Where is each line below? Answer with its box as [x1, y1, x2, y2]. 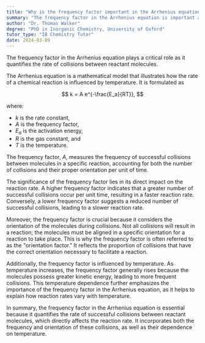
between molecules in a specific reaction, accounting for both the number [6, 160, 193, 167]
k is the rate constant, [15, 114, 70, 121]
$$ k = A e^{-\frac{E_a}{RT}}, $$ [61, 91, 144, 97]
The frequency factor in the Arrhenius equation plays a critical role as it [6, 54, 185, 61]
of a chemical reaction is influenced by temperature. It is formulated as [6, 79, 184, 86]
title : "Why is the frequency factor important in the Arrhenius [6, 9, 176, 15]
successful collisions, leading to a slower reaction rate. [6, 203, 145, 211]
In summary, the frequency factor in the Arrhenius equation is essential [6, 304, 185, 311]
